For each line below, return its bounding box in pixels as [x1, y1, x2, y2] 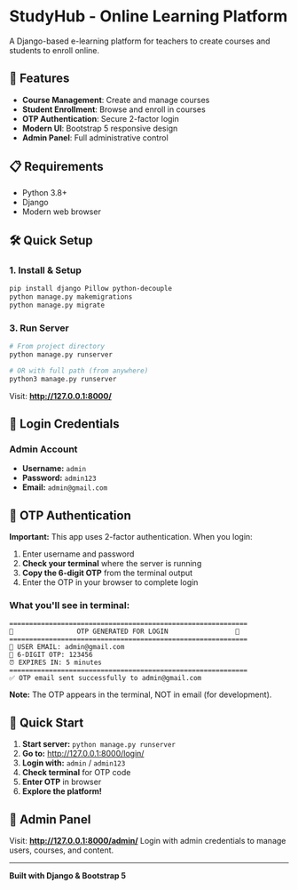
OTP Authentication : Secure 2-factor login [21, 113, 180, 124]
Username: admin [21, 463, 87, 474]
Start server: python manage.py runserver [21, 739, 176, 750]
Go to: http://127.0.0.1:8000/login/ [21, 749, 145, 759]
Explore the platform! [21, 786, 102, 797]
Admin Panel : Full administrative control [21, 132, 169, 143]
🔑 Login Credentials [9, 416, 120, 432]
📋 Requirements [9, 159, 104, 174]
